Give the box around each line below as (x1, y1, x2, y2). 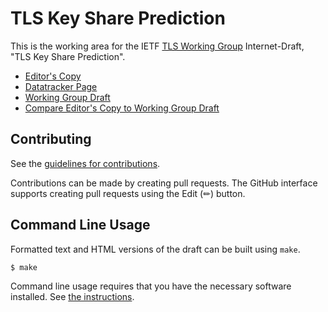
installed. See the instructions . (10, 291, 135, 303)
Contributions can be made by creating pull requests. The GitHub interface (10, 177, 318, 189)
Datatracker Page (24, 80, 98, 92)
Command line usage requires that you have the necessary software (10, 280, 292, 292)
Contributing (10, 131, 92, 148)
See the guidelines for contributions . (10, 157, 161, 169)
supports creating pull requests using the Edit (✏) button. (10, 187, 246, 199)
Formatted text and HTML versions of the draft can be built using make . (10, 243, 301, 255)
